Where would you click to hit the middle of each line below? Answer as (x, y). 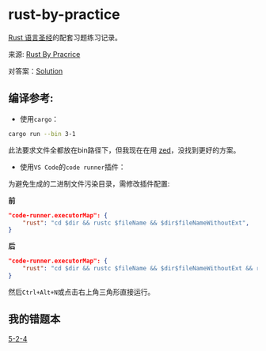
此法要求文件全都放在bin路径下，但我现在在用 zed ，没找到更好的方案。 (124, 150)
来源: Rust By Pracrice (44, 54)
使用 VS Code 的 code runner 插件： (72, 167)
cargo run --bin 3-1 (42, 134)
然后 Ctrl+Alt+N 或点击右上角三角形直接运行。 (82, 292)
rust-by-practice (64, 15)
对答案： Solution (36, 71)
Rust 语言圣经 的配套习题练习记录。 (65, 37)
